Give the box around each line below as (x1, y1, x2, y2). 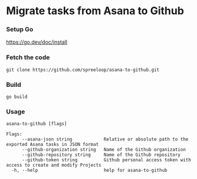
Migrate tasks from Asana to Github (6, 4, 185, 18)
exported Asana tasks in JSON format (6, 142, 99, 148)
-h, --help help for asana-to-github (11, 167, 168, 174)
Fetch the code (6, 53, 50, 61)
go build (6, 94, 28, 100)
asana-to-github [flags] (6, 121, 67, 127)
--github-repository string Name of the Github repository (21, 152, 181, 158)
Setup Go (6, 25, 34, 34)
